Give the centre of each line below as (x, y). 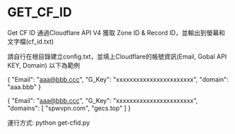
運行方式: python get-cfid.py (49, 122)
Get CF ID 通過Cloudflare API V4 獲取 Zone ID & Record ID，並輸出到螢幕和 (116, 32)
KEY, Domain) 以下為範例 (44, 65)
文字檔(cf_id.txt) (31, 41)
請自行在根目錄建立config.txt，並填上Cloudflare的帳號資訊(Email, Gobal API (117, 56)
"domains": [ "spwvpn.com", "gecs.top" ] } (69, 108)
